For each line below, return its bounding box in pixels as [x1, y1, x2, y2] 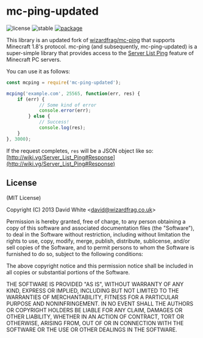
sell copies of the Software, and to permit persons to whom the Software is [6, 243, 195, 251]
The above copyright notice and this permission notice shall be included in [6, 262, 193, 270]
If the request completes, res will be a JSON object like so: [6, 147, 154, 154]
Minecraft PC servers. [6, 56, 62, 63]
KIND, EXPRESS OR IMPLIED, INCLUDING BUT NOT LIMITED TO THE [6, 287, 179, 294]
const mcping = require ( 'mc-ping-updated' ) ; [6, 79, 121, 86]
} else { [28, 113, 51, 120]
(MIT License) [6, 194, 41, 201]
